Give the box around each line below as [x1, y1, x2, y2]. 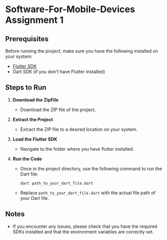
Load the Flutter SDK [12, 136, 57, 142]
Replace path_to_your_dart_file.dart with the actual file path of [20, 189, 156, 196]
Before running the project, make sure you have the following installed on [5, 48, 158, 54]
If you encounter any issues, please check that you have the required [12, 223, 157, 229]
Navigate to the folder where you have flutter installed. [20, 146, 135, 152]
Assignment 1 [5, 14, 64, 26]
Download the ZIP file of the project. [20, 107, 96, 113]
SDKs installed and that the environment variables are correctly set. [12, 228, 154, 234]
